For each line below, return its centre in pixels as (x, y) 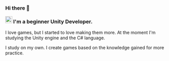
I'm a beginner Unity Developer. (53, 21)
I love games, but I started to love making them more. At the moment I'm (80, 33)
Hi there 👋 (18, 8)
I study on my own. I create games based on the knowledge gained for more (85, 48)
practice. (14, 53)
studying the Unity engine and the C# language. (55, 38)
